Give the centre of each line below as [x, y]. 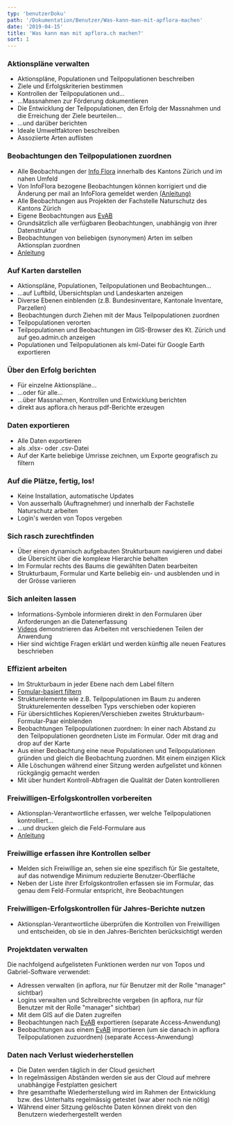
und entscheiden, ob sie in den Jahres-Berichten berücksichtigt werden [120, 931]
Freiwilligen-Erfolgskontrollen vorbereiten [80, 798]
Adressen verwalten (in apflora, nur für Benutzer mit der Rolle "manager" [121, 985]
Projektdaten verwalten [48, 949]
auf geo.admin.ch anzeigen [56, 337]
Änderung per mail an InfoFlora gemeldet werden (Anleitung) [104, 193]
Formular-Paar [38, 721]
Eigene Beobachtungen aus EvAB [65, 216]
